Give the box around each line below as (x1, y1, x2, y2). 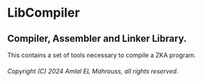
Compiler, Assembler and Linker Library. (7, 33, 187, 44)
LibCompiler (7, 5, 80, 21)
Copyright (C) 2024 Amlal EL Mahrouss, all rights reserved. (7, 67, 178, 75)
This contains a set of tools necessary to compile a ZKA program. (7, 51, 196, 59)
